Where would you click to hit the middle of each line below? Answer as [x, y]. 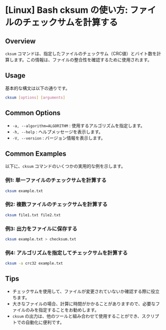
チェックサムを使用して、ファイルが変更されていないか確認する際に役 [83, 291]
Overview [21, 41]
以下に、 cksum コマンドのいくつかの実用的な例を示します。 [65, 166]
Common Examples [36, 154]
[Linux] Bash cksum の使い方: [67, 10]
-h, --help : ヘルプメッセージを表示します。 [57, 132]
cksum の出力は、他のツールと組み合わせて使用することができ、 [77, 316]
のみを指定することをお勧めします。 [62, 310]
